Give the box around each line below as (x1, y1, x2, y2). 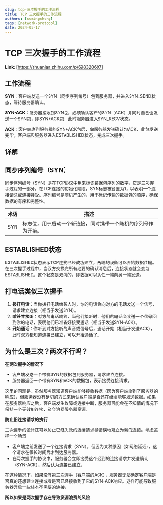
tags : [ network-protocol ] (5, 20, 57, 26)
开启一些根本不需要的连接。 (13, 484, 69, 490)
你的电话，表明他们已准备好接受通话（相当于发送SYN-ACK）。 (16, 319, 140, 325)
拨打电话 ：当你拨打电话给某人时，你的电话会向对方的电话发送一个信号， (12, 301, 157, 307)
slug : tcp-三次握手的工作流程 (5, 7, 60, 12)
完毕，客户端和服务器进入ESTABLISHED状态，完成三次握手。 (5, 132, 127, 138)
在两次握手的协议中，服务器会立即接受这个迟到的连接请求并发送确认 (12, 455, 148, 461)
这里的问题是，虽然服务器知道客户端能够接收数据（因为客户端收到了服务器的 (5, 388, 158, 393)
